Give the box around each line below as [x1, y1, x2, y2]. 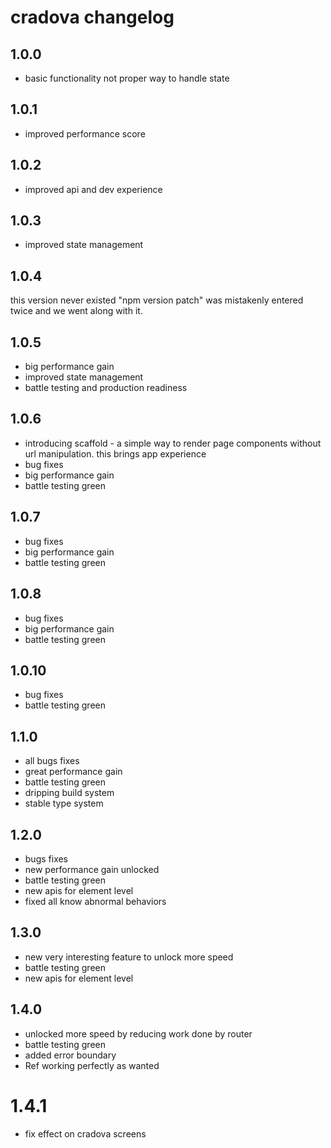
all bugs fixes [24, 755, 80, 767]
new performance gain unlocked [24, 863, 160, 875]
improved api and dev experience [24, 183, 163, 195]
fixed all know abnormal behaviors [24, 895, 167, 907]
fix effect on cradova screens [24, 1127, 147, 1140]
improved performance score [24, 127, 146, 140]
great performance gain [24, 766, 123, 778]
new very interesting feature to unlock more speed [24, 951, 234, 963]
